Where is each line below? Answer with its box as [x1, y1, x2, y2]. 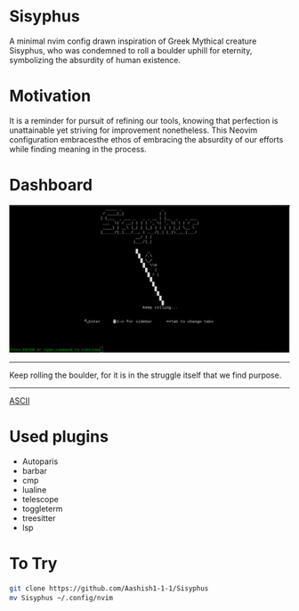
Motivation [9, 86, 92, 106]
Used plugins [9, 427, 109, 447]
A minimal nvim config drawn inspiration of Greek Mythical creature [9, 36, 257, 46]
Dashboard [9, 175, 93, 195]
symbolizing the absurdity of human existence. [9, 54, 181, 65]
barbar [21, 466, 47, 477]
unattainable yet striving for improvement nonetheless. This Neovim [9, 125, 258, 135]
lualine [21, 485, 47, 495]
